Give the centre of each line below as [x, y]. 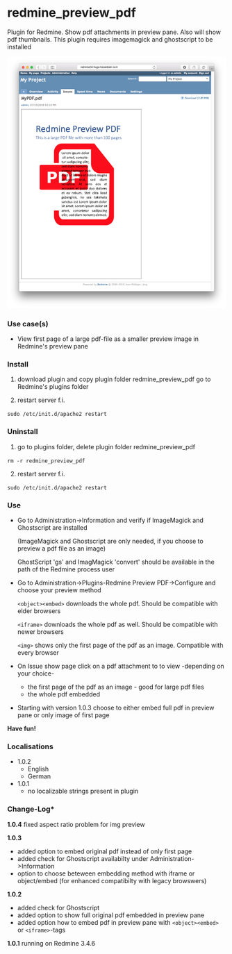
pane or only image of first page [63, 715]
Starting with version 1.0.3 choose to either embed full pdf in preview [116, 708]
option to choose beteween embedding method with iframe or [106, 873]
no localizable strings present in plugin [83, 791]
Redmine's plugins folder [53, 387]
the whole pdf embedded [64, 694]
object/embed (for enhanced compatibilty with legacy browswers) [112, 880]
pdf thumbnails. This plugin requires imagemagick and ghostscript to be [110, 39]
